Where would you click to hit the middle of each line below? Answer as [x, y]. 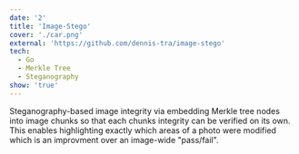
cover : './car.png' [46, 34]
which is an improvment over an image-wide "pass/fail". [114, 140]
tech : [20, 52]
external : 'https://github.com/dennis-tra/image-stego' [117, 43]
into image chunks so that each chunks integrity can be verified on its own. [150, 120]
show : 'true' [34, 85]
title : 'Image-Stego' [50, 26]
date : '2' [28, 18]
